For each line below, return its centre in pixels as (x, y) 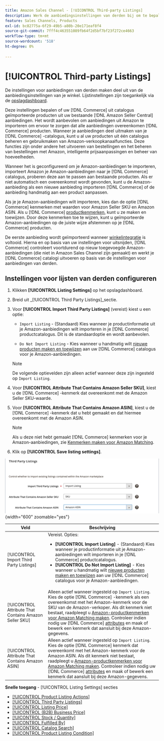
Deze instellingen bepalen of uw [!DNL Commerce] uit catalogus (70, 110)
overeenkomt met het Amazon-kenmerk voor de (97, 650)
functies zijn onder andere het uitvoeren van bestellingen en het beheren (78, 146)
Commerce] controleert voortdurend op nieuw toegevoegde (65, 248)
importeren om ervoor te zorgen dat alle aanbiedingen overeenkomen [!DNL (81, 125)
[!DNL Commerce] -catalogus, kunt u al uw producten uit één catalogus (77, 136)
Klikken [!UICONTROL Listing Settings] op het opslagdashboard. (78, 290)
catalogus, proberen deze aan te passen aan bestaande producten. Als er (79, 177)
